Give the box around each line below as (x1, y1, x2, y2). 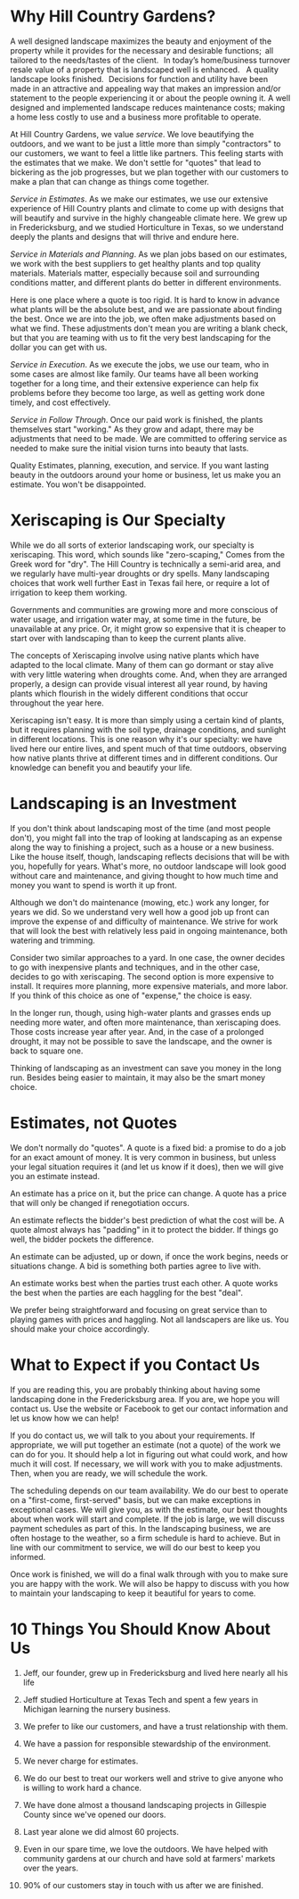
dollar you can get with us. (10, 342, 108, 352)
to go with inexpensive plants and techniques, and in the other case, (10, 962, 261, 972)
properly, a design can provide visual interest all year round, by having (10, 678, 268, 689)
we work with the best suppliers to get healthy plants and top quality (10, 258, 262, 268)
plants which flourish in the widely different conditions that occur (10, 688, 248, 698)
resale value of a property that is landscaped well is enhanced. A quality (10, 64, 279, 75)
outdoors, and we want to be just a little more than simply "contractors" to (10, 138, 281, 149)
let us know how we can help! (10, 1412, 119, 1424)
